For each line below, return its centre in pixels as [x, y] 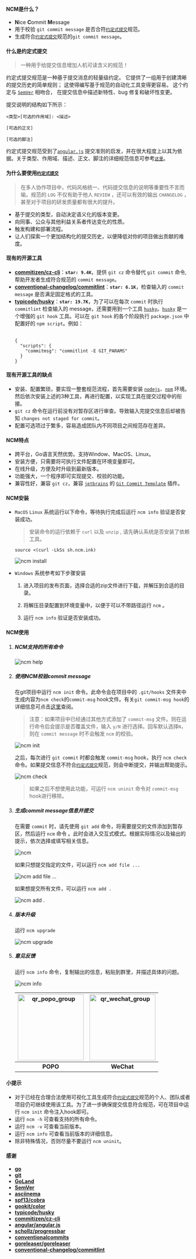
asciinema [27, 1194]
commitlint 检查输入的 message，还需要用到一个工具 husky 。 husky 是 [98, 309]
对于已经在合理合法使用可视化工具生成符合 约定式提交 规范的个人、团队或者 [102, 1097]
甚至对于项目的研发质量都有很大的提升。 [69, 201]
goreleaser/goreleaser [42, 1244]
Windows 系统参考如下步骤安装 [50, 573]
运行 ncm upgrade [35, 930]
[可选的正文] [20, 128]
